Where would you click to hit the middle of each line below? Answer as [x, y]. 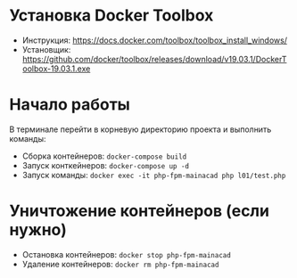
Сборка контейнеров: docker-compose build [104, 156]
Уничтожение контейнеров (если [140, 211]
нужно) [38, 230]
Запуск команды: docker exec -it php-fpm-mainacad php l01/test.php [154, 175]
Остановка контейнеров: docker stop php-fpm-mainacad [127, 254]
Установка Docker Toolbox [111, 16]
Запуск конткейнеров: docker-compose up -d [106, 165]
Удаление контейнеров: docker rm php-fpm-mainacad [120, 264]
